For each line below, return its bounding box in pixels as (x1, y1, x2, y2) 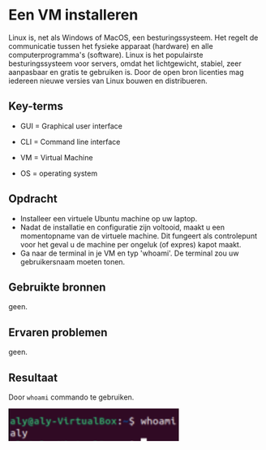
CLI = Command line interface (19, 137, 121, 146)
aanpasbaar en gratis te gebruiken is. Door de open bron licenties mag (8, 67, 244, 76)
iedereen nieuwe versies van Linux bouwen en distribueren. (8, 76, 208, 85)
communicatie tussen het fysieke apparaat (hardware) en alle (8, 41, 213, 50)
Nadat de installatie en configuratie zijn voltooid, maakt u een (19, 222, 225, 232)
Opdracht (8, 192, 58, 206)
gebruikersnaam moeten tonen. (19, 256, 126, 266)
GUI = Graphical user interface (19, 120, 123, 131)
